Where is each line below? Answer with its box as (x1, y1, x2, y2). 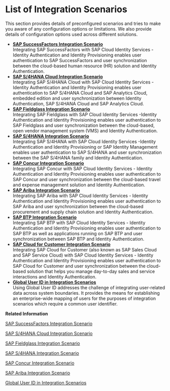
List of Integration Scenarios (5, 4, 128, 15)
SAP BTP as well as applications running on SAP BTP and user (12, 230, 143, 236)
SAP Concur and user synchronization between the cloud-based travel (12, 176, 161, 182)
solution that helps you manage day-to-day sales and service (27, 268, 155, 274)
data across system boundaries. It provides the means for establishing (12, 290, 160, 296)
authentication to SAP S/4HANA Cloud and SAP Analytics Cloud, (12, 90, 148, 96)
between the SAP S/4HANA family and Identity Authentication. (12, 154, 144, 161)
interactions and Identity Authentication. (12, 273, 97, 280)
